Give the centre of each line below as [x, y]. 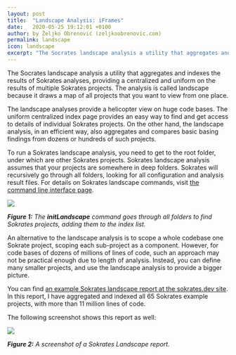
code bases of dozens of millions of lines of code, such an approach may [113, 252]
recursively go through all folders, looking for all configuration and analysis [116, 175]
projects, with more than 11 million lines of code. [77, 304]
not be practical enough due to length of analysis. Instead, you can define [114, 260]
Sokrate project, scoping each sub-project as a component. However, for [113, 245]
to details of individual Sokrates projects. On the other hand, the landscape [116, 124]
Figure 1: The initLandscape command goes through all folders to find [110, 217]
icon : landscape [31, 46]
